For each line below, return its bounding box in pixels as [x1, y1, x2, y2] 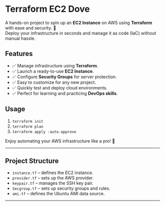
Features [5, 50, 33, 58]
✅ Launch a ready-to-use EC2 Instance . [12, 68, 94, 74]
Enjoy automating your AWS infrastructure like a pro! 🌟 [5, 138, 115, 144]
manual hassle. [5, 35, 36, 41]
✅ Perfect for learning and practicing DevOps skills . [12, 90, 118, 96]
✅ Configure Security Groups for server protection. [12, 74, 117, 80]
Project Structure [5, 156, 59, 165]
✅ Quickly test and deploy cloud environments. [12, 85, 108, 90]
